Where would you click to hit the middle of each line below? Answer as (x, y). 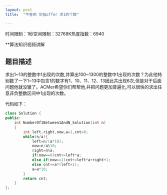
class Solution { (23, 113)
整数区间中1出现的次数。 (43, 93)
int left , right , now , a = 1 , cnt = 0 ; (56, 132)
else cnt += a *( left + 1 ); (55, 164)
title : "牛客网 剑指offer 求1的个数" (42, 14)
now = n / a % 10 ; (44, 146)
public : (13, 118)
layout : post (19, 10)
